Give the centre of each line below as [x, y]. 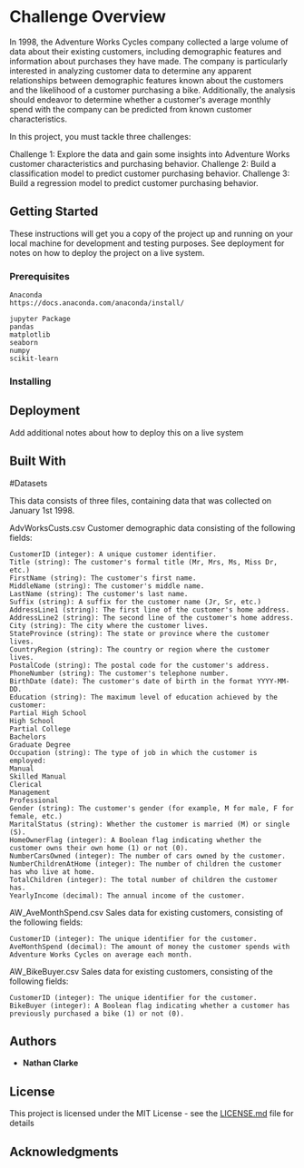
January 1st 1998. [42, 510]
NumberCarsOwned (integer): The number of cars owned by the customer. [147, 856]
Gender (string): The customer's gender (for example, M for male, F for [152, 808]
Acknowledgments [64, 1151]
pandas [22, 327]
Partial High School [49, 713]
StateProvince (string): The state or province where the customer [140, 633]
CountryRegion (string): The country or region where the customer [140, 649]
